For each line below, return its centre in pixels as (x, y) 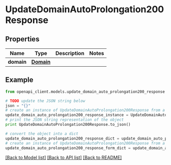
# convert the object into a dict (42, 133)
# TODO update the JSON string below (45, 101)
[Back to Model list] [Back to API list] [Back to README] (64, 158)
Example (19, 80)
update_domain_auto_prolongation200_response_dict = (62, 139)
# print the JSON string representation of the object (65, 120)
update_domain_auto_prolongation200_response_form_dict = (68, 148)
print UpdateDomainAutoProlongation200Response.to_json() (68, 125)
